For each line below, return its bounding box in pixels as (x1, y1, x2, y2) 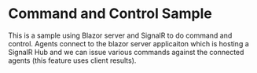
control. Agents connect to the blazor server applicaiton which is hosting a (8, 38, 249, 48)
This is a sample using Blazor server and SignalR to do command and (8, 31, 233, 40)
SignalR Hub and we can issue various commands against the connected (8, 47, 244, 57)
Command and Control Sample (8, 5, 212, 23)
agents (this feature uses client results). (8, 56, 137, 65)
